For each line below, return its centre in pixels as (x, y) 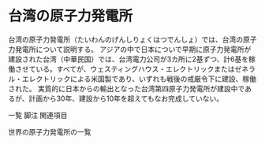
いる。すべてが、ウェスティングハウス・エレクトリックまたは (135, 68)
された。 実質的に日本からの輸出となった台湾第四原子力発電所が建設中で (127, 88)
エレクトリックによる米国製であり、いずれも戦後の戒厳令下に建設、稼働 (139, 79)
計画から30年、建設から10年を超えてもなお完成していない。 (126, 98)
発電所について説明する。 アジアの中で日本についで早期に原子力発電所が (133, 49)
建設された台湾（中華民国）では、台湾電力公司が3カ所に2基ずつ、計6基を (129, 59)
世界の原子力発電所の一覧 (50, 131)
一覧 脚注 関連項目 (38, 115)
